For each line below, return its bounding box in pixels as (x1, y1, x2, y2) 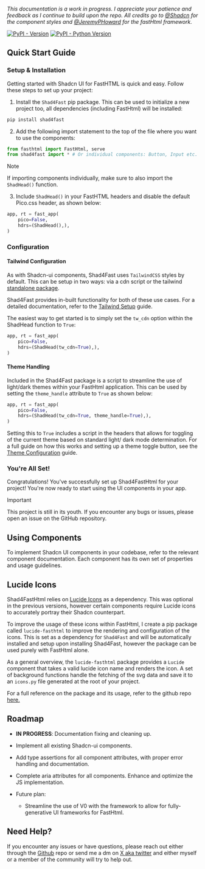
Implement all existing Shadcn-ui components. (15, 742, 133, 749)
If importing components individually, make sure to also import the (7, 174, 173, 182)
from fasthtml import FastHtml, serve (7, 146, 105, 152)
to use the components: (15, 134, 75, 141)
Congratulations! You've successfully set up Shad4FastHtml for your (7, 478, 179, 485)
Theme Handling (7, 363, 50, 370)
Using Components (7, 532, 82, 543)
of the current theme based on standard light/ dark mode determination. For (7, 436, 197, 444)
